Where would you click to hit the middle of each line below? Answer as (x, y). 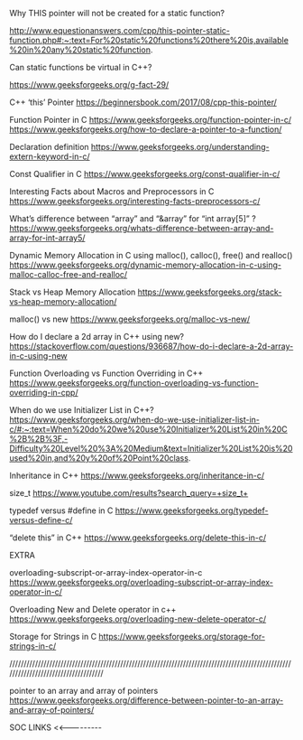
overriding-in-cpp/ (44, 393)
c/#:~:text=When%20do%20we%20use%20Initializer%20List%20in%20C (149, 429)
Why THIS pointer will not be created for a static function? (117, 13)
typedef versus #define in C (61, 511)
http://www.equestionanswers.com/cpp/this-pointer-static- (119, 30)
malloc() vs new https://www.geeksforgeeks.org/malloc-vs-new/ (130, 319)
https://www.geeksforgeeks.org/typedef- (192, 511)
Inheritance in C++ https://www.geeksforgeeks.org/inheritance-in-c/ (137, 475)
